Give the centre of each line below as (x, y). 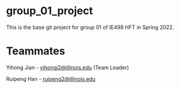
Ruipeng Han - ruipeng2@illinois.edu (51, 79)
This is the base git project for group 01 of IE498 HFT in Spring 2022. (90, 27)
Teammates (36, 51)
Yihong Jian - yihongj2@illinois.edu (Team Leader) (68, 67)
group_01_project (50, 11)
